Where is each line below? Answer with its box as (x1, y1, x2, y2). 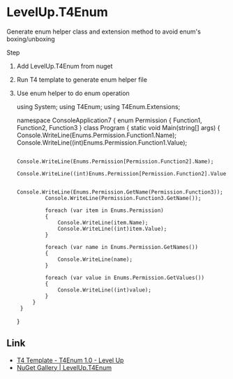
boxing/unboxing (6, 34, 55, 43)
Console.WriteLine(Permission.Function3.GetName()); (45, 194, 202, 201)
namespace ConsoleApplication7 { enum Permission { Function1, (16, 116, 203, 124)
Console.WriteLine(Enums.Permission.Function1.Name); (16, 131, 177, 139)
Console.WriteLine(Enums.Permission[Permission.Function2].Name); (16, 158, 214, 165)
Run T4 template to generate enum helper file (16, 75, 148, 84)
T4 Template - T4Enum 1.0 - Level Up (16, 356, 124, 364)
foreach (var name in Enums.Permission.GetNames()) (45, 243, 199, 250)
